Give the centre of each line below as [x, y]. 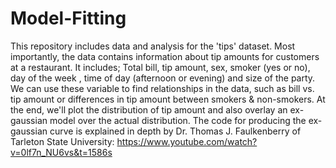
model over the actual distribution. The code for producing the [178, 120]
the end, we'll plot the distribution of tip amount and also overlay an [149, 109]
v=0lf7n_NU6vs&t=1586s [61, 152]
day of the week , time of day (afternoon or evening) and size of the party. [163, 78]
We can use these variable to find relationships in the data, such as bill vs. [162, 88]
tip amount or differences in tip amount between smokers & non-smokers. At [168, 99]
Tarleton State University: [62, 141]
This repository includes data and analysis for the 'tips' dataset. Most [153, 46]
